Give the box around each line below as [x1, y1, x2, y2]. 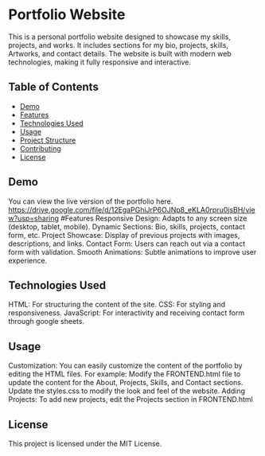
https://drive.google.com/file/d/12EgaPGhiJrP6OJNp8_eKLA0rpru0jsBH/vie [8, 205, 256, 214]
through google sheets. [8, 317, 85, 326]
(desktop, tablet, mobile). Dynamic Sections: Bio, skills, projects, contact [8, 221, 245, 232]
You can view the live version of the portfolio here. [8, 197, 173, 206]
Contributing [19, 143, 61, 153]
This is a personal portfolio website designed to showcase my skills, [8, 32, 231, 41]
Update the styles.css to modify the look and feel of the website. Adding [8, 386, 245, 396]
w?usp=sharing [8, 213, 60, 223]
